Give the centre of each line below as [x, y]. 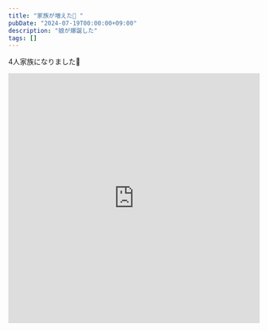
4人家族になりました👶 [45, 62]
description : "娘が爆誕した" [53, 30]
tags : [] [23, 38]
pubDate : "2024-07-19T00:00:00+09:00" [73, 23]
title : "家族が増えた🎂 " [46, 16]
